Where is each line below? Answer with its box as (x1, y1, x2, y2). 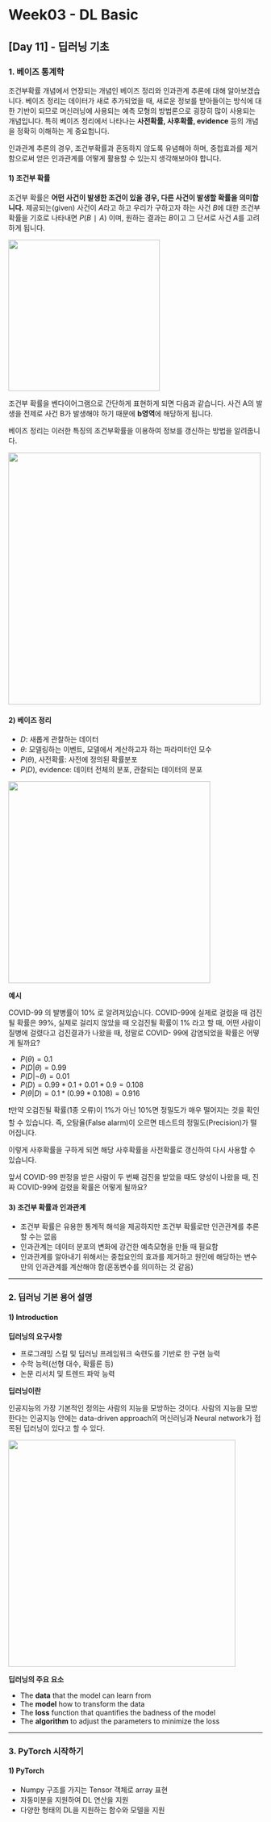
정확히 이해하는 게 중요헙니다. (16, 126, 110, 136)
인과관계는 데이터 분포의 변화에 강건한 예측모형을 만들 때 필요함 (19, 1242, 219, 1252)
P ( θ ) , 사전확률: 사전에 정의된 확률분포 (19, 754, 138, 764)
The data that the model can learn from (19, 1690, 152, 1700)
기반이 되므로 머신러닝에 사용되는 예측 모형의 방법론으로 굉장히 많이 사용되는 (16, 106, 256, 115)
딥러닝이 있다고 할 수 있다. (23, 1423, 106, 1433)
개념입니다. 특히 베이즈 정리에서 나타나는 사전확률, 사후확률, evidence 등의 (8, 115, 244, 126)
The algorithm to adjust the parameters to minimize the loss (19, 1716, 220, 1726)
